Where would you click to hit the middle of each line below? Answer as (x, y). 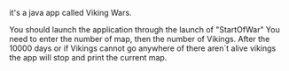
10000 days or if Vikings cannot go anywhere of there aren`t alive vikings (143, 48)
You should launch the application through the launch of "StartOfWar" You (145, 29)
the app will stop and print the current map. (88, 57)
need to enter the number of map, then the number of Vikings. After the (140, 39)
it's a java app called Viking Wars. (70, 13)
